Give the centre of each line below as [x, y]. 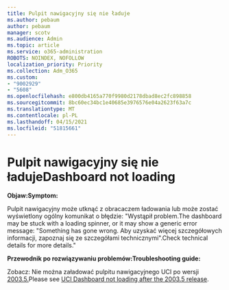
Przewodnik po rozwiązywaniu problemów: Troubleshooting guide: [104, 258]
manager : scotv [29, 33]
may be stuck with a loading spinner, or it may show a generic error [102, 223]
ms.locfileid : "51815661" [44, 128]
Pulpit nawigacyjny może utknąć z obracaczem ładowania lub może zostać [113, 209]
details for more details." [42, 245]
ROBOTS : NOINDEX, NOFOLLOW [46, 58]
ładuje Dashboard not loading [92, 177]
